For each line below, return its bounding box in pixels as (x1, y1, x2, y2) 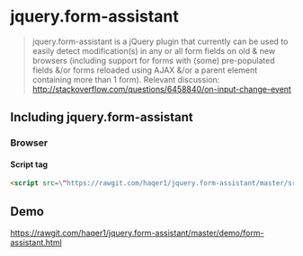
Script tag (10, 159, 49, 170)
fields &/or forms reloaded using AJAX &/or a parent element (31, 65, 258, 75)
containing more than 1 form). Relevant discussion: (31, 74, 220, 84)
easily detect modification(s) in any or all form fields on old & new (31, 45, 276, 56)
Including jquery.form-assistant (10, 110, 193, 125)
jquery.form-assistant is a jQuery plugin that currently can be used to (31, 36, 289, 47)
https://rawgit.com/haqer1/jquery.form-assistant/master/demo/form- (10, 227, 264, 239)
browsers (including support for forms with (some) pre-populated (31, 55, 275, 66)
